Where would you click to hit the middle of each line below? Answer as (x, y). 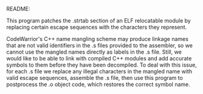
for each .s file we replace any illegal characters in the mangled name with (99, 71)
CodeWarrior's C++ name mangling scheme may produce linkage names (97, 39)
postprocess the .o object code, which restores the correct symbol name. (98, 84)
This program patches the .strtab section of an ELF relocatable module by (99, 20)
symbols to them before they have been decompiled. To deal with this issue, (102, 65)
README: (18, 9)
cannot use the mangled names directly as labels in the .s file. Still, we (94, 52)
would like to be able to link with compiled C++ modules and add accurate (99, 58)
